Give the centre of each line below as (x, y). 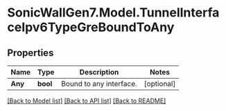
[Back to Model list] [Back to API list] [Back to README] (87, 101)
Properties (31, 53)
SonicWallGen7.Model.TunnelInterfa (113, 13)
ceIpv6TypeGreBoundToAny (91, 27)
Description (99, 72)
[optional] (160, 84)
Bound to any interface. (99, 84)
